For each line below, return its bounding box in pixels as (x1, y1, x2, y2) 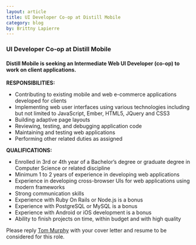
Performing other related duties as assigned (14, 135, 123, 142)
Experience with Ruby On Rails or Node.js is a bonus (14, 196, 144, 203)
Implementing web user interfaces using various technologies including (14, 104, 190, 111)
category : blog (6, 20, 44, 26)
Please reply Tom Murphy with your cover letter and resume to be (6, 227, 167, 234)
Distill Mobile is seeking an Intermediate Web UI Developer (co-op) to (6, 60, 180, 67)
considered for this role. (6, 233, 65, 240)
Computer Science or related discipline (14, 165, 110, 172)
